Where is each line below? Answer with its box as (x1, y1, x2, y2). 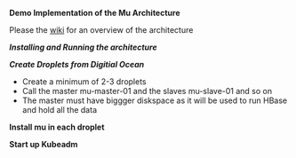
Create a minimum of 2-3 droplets (21, 76, 147, 87)
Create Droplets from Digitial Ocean (9, 59, 145, 69)
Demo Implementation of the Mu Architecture (9, 8, 180, 18)
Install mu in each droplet (9, 122, 105, 132)
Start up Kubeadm (9, 139, 78, 149)
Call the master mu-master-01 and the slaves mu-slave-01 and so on (21, 86, 273, 96)
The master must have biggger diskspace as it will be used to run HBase (21, 95, 287, 106)
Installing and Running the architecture (9, 42, 157, 52)
